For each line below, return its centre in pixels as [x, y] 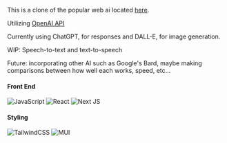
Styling [18, 117]
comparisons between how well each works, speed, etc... [89, 70]
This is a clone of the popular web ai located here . [78, 10]
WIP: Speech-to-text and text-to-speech [65, 50]
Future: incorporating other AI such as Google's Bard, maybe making [105, 63]
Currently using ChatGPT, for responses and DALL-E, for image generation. [114, 36]
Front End [21, 86]
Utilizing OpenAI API [36, 23]
